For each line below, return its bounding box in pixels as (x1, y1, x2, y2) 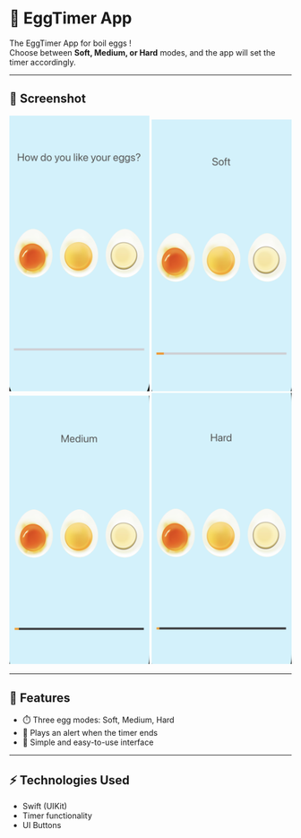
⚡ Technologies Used (9, 773, 130, 788)
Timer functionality (21, 810, 92, 821)
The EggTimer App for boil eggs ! (9, 38, 132, 48)
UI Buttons (21, 820, 62, 831)
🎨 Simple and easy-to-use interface (21, 737, 154, 747)
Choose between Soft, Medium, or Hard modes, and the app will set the (9, 47, 276, 57)
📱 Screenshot (9, 91, 87, 107)
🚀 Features (9, 690, 71, 705)
